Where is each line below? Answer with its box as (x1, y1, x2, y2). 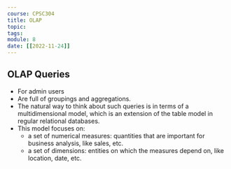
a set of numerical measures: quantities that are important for (27, 131, 205, 140)
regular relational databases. (17, 117, 100, 125)
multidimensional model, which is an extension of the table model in (17, 109, 213, 117)
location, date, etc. (27, 154, 82, 162)
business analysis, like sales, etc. (27, 139, 124, 147)
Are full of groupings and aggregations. (17, 94, 132, 103)
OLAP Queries (7, 68, 70, 80)
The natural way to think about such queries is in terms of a (17, 102, 189, 110)
